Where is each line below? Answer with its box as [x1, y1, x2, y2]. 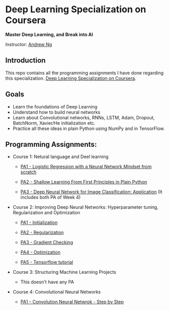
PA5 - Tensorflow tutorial [20, 259, 73, 265]
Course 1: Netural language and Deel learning [12, 153, 109, 160]
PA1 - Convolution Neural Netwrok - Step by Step [20, 299, 124, 305]
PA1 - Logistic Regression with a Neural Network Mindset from [20, 164, 152, 170]
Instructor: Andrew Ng [5, 41, 52, 47]
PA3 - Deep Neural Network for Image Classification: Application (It [20, 189, 163, 195]
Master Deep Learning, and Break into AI [5, 31, 93, 37]
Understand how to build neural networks [12, 109, 101, 115]
